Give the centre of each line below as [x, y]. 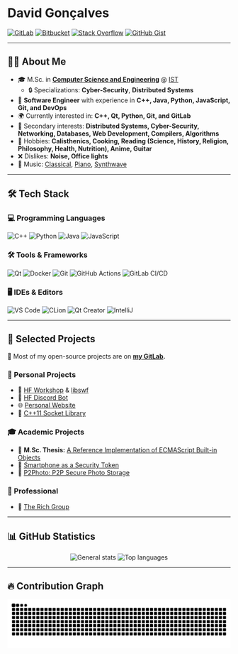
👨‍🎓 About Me [37, 62]
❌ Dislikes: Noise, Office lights [63, 156]
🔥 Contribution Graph [56, 586]
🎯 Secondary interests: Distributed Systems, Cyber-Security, [108, 126]
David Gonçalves [58, 13]
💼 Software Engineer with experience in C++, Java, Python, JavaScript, [124, 100]
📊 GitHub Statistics [51, 536]
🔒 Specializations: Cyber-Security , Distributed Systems [111, 89]
